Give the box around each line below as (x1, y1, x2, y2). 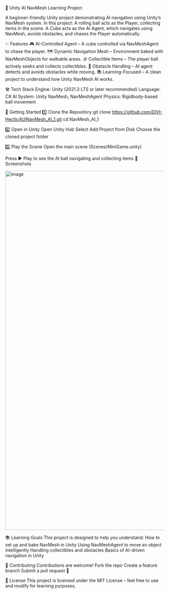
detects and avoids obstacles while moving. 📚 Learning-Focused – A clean (5, 69, 161, 75)
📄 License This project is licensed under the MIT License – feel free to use (5, 577, 158, 583)
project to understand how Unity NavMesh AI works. (5, 76, 114, 82)
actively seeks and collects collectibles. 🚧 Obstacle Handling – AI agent (5, 63, 153, 69)
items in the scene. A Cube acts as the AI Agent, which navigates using (5, 25, 153, 31)
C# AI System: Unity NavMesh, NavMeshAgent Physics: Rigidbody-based (5, 93, 158, 100)
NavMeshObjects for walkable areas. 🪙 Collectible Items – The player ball (5, 56, 158, 62)
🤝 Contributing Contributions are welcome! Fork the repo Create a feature (5, 562, 157, 568)
